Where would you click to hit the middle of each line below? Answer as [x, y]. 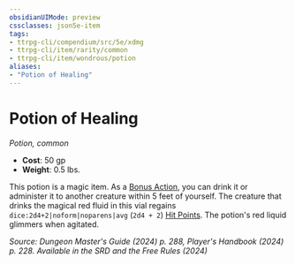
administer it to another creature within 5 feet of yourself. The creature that [146, 196]
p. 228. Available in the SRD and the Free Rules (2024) [108, 250]
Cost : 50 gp [44, 160]
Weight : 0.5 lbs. [51, 170]
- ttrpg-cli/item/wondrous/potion [73, 58]
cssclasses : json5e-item [55, 26]
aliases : [25, 67]
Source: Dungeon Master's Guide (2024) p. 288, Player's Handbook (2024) [147, 241]
